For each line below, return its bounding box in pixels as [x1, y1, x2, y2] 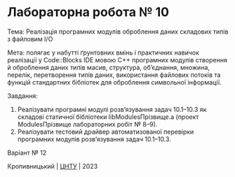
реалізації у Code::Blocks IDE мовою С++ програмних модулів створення [7, 55, 228, 64]
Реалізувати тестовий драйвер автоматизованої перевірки [17, 127, 194, 136]
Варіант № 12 [7, 148, 47, 157]
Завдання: [7, 92, 39, 100]
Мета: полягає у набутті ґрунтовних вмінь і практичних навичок [7, 48, 200, 57]
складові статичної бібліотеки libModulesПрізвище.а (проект [17, 113, 199, 121]
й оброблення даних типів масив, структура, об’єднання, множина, [7, 63, 210, 71]
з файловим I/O [7, 34, 53, 43]
